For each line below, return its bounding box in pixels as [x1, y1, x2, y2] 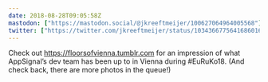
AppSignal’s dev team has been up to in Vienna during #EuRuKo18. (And [8, 57, 245, 66]
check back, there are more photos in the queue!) [8, 65, 171, 75]
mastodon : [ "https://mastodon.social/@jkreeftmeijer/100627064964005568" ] [8, 19, 262, 27]
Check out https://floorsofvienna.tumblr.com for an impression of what [8, 49, 241, 58]
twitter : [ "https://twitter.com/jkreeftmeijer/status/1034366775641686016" [8, 26, 266, 34]
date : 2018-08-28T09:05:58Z [8, 11, 102, 20]
